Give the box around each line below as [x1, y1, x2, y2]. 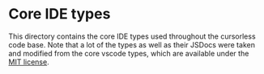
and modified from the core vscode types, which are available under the [8, 48, 249, 58]
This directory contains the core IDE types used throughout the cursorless [8, 31, 257, 41]
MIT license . [8, 57, 50, 67]
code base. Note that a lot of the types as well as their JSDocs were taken [8, 39, 255, 49]
